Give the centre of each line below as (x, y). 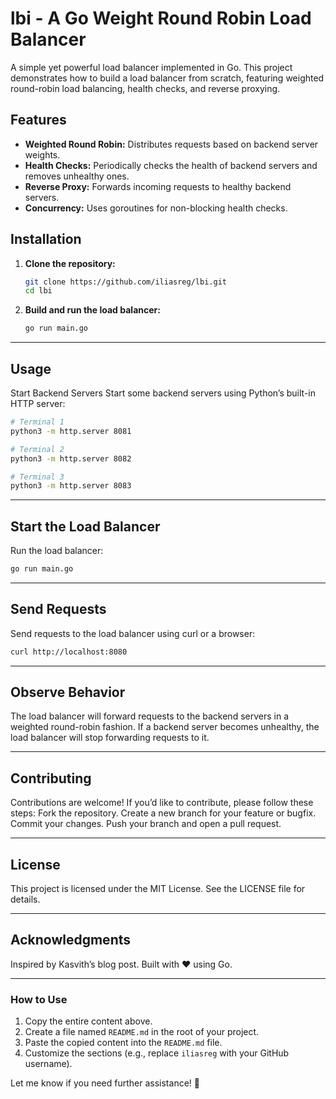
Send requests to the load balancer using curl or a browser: (133, 633)
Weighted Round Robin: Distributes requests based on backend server (171, 144)
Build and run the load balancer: (92, 310)
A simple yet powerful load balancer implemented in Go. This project (151, 67)
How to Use (39, 999)
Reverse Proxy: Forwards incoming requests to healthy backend (158, 186)
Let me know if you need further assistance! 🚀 (105, 1083)
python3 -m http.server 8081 (71, 431)
